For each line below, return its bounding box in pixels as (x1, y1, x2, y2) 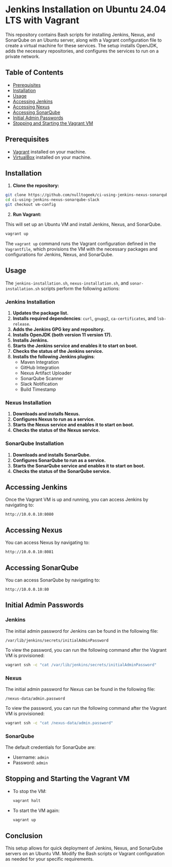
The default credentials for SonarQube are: (5, 744, 96, 750)
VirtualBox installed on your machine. (12, 154, 92, 160)
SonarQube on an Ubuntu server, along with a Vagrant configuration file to (5, 37, 162, 43)
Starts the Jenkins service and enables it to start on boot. (12, 343, 138, 349)
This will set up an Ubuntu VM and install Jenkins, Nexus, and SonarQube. (5, 221, 162, 227)
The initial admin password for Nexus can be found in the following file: (5, 686, 155, 692)
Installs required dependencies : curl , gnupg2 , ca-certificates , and (12, 315, 156, 322)
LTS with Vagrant (5, 14, 79, 26)
